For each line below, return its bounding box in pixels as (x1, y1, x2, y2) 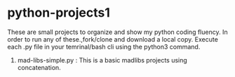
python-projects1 (7, 5, 111, 21)
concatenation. (17, 63, 61, 71)
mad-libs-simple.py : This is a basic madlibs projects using (17, 55, 187, 64)
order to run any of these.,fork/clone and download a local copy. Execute (7, 35, 219, 43)
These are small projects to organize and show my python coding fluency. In (7, 28, 228, 36)
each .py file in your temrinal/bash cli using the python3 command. (7, 42, 201, 51)
